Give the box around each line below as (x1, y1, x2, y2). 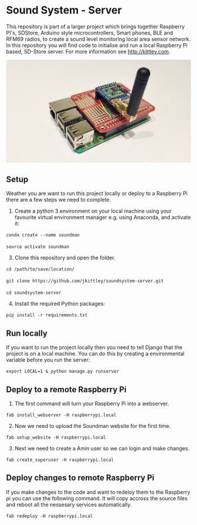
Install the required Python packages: (14, 300, 106, 307)
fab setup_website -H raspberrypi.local (6, 434, 107, 440)
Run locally (6, 328, 48, 338)
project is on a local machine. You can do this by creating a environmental (6, 350, 185, 357)
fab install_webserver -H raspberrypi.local (6, 412, 117, 418)
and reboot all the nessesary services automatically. (6, 501, 132, 508)
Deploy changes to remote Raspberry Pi (6, 473, 154, 483)
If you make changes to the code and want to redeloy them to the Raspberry (6, 489, 191, 496)
